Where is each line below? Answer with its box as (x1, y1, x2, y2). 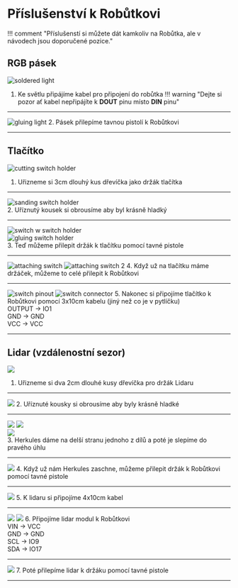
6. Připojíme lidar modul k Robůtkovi (24, 515, 130, 523)
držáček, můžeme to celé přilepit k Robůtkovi (7, 269, 140, 277)
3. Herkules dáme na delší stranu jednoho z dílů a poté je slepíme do (7, 436, 208, 445)
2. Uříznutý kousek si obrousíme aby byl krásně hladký (7, 205, 168, 214)
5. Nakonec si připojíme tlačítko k (114, 289, 212, 298)
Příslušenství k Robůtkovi (7, 6, 161, 22)
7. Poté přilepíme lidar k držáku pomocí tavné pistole (16, 566, 169, 575)
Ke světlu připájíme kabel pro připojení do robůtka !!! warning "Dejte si (17, 89, 222, 98)
